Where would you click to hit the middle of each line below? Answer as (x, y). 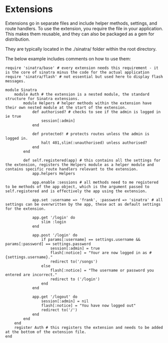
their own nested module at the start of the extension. (66, 107)
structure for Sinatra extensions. (43, 99)
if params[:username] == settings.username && (91, 239)
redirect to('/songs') (74, 262)
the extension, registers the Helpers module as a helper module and (80, 164)
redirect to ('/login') (75, 279)
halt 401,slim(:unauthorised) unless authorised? (94, 143)
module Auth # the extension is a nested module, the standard (82, 94)
